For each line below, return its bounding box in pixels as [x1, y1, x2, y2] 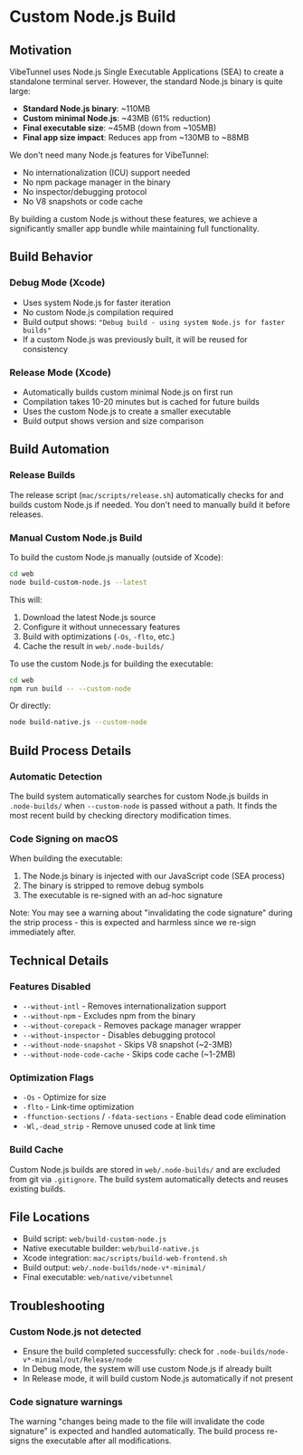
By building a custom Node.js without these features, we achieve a [9, 214, 258, 224]
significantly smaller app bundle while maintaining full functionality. [9, 224, 260, 234]
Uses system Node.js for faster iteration [22, 297, 172, 308]
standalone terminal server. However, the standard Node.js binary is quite [9, 76, 283, 87]
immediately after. [9, 926, 77, 938]
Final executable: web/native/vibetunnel [22, 1272, 174, 1283]
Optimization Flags [9, 1071, 95, 1084]
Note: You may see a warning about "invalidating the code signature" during [9, 907, 293, 918]
